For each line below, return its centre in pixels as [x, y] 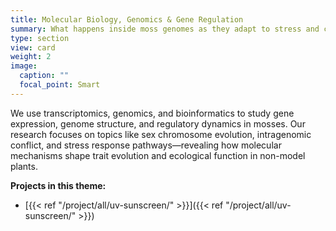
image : [24, 66]
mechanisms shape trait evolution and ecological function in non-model [158, 155]
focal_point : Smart [60, 85]
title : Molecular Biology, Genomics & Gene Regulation [127, 19]
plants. [24, 166]
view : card [33, 47]
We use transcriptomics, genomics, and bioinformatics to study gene [152, 113]
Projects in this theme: [58, 185]
